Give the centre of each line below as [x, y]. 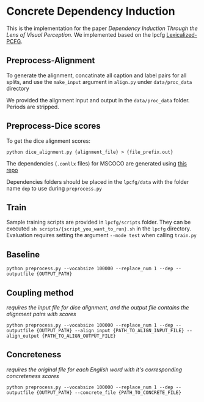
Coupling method [40, 293]
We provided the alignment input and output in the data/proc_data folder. [98, 100]
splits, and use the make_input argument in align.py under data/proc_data [99, 82]
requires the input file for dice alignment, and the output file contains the [98, 307]
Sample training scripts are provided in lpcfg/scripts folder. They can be [99, 222]
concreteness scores [33, 376]
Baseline [23, 255]
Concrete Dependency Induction [91, 11]
